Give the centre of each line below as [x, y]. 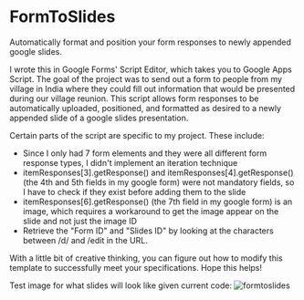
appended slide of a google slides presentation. [99, 118]
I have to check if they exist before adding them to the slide [134, 191]
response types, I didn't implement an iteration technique [130, 162]
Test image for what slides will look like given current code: [121, 285]
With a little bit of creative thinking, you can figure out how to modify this [146, 258]
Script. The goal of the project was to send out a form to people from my [146, 78]
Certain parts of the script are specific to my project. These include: [137, 135]
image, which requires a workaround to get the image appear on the [151, 211]
